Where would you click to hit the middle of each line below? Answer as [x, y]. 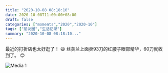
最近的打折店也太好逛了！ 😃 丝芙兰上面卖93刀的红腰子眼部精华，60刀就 [82, 49]
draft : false [19, 19]
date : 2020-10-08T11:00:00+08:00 [41, 15]
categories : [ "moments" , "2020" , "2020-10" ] [51, 24]
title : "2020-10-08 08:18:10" [38, 10]
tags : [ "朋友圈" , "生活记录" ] [34, 29]
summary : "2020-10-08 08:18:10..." [43, 34]
